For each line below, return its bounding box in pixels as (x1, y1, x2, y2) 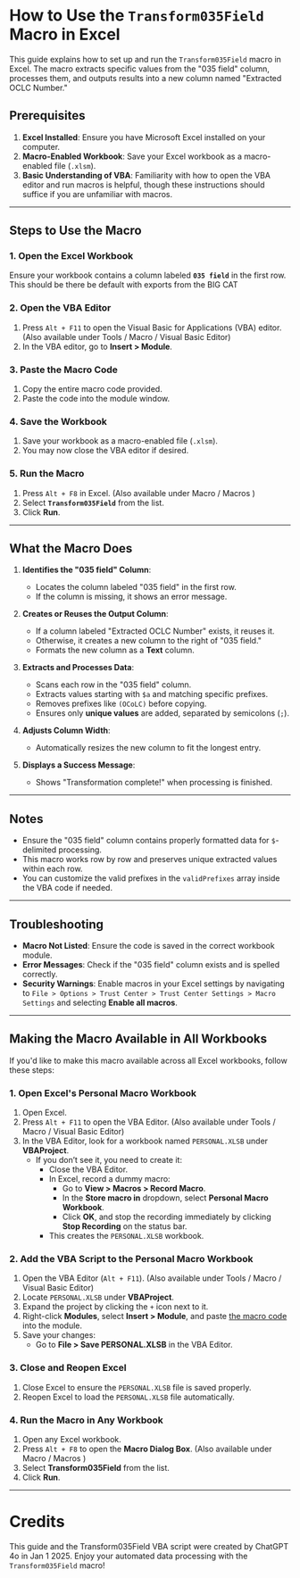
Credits (9, 1512, 65, 1532)
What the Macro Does (9, 541, 133, 556)
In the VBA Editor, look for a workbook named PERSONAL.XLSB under (21, 1135, 269, 1147)
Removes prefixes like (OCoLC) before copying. (35, 698, 207, 710)
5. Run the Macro (9, 468, 85, 480)
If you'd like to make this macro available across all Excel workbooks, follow (9, 1055, 287, 1066)
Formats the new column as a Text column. (35, 644, 195, 656)
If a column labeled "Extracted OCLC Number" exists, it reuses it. (35, 626, 275, 636)
